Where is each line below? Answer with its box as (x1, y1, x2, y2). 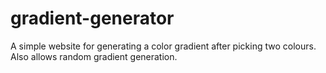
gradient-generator (10, 7, 175, 30)
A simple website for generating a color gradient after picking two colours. (10, 40, 317, 52)
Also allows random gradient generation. (10, 50, 178, 62)
